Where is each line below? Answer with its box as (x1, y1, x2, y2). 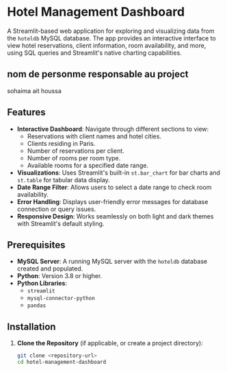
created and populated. (16, 264, 83, 273)
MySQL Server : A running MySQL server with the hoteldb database (16, 258, 208, 266)
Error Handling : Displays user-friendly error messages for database (16, 197, 209, 206)
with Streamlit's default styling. (16, 219, 105, 227)
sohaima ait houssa (7, 86, 62, 95)
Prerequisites (7, 239, 66, 251)
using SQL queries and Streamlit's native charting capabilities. (7, 49, 183, 57)
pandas (27, 302, 46, 309)
